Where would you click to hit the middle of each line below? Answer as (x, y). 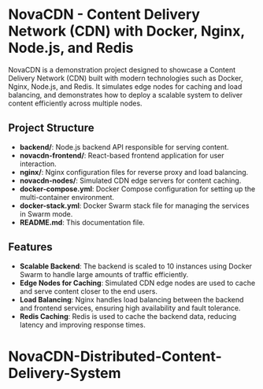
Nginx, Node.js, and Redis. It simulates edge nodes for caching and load (125, 86)
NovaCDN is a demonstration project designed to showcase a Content (122, 69)
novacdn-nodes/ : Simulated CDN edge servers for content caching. (130, 180)
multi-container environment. (67, 197)
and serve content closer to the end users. (88, 291)
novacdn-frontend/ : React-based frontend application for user (122, 155)
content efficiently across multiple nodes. (76, 103)
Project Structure (51, 128)
